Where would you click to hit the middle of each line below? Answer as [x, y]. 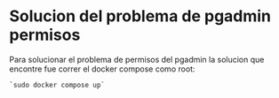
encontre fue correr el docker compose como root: [102, 69]
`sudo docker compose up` [57, 85]
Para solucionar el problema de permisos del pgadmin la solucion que [137, 59]
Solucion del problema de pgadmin [140, 16]
